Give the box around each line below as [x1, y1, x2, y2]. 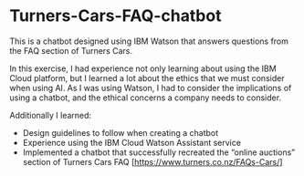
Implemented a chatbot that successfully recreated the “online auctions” [22, 147, 295, 158]
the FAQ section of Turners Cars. [9, 45, 132, 56]
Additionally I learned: [9, 109, 92, 120]
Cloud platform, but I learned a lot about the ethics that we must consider [9, 72, 285, 83]
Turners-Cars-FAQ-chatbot [9, 5, 222, 26]
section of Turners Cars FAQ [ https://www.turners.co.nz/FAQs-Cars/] [22, 156, 283, 167]
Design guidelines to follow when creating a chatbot [22, 127, 219, 138]
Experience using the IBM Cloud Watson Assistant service [22, 137, 242, 148]
